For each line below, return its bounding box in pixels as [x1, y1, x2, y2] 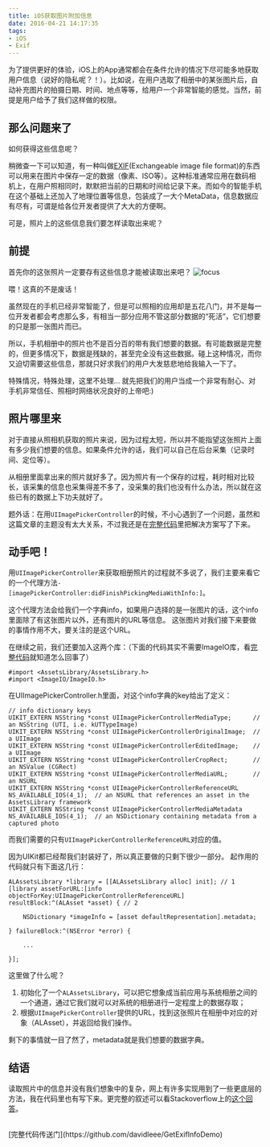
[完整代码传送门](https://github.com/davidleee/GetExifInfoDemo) [8, 1129, 223, 1140]
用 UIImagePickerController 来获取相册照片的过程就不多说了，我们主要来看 [8, 568, 253, 578]
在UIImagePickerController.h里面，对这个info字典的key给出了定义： [8, 690, 232, 701]
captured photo [8, 819, 59, 828]
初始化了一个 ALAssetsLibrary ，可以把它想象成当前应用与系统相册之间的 [19, 988, 258, 997]
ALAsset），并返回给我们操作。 [34, 1018, 137, 1028]
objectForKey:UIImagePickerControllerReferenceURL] [8, 892, 185, 901]
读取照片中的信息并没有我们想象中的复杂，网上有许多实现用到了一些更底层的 [8, 1084, 262, 1094]
